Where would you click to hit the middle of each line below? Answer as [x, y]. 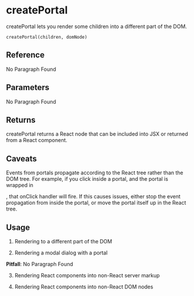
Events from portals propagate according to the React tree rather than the [95, 173]
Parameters [28, 87]
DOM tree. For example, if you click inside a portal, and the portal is [87, 179]
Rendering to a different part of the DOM [63, 241]
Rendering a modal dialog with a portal [61, 253]
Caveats [21, 159]
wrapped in [20, 185]
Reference [25, 55]
